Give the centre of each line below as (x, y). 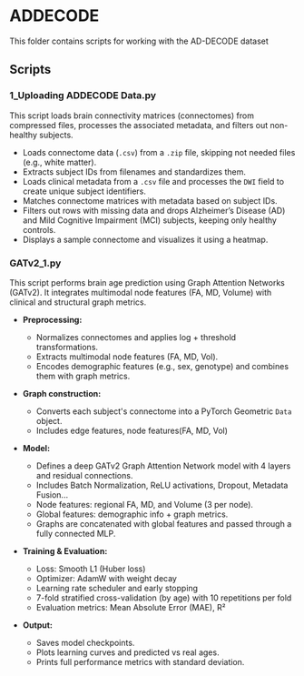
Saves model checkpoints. (85, 642)
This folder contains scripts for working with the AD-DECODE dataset (139, 41)
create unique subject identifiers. (84, 191)
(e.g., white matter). (59, 162)
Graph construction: (62, 393)
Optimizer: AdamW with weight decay (106, 578)
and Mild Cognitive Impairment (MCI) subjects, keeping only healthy (149, 220)
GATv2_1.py (35, 263)
